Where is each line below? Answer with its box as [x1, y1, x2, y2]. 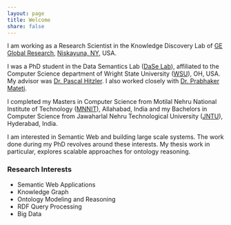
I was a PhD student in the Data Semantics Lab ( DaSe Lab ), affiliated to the [7, 63, 219, 71]
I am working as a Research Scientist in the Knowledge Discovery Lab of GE [7, 42, 223, 50]
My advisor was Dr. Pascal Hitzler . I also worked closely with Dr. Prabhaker [7, 77, 220, 85]
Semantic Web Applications [17, 180, 96, 189]
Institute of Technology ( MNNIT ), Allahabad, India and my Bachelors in [7, 105, 208, 114]
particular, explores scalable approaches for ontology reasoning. [7, 147, 191, 156]
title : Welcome [7, 17, 51, 23]
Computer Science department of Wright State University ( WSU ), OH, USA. [7, 69, 221, 78]
